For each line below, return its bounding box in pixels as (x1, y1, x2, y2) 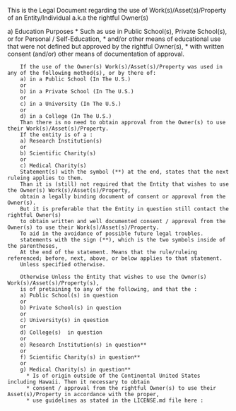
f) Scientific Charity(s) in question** (20, 354, 141, 361)
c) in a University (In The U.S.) (20, 100, 122, 107)
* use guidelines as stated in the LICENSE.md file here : (25, 397, 203, 404)
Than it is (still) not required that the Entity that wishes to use (20, 181, 230, 188)
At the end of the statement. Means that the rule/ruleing (20, 249, 198, 256)
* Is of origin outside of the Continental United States (25, 372, 201, 379)
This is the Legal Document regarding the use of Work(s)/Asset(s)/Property (7, 6, 227, 14)
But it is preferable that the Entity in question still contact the (20, 205, 230, 213)
